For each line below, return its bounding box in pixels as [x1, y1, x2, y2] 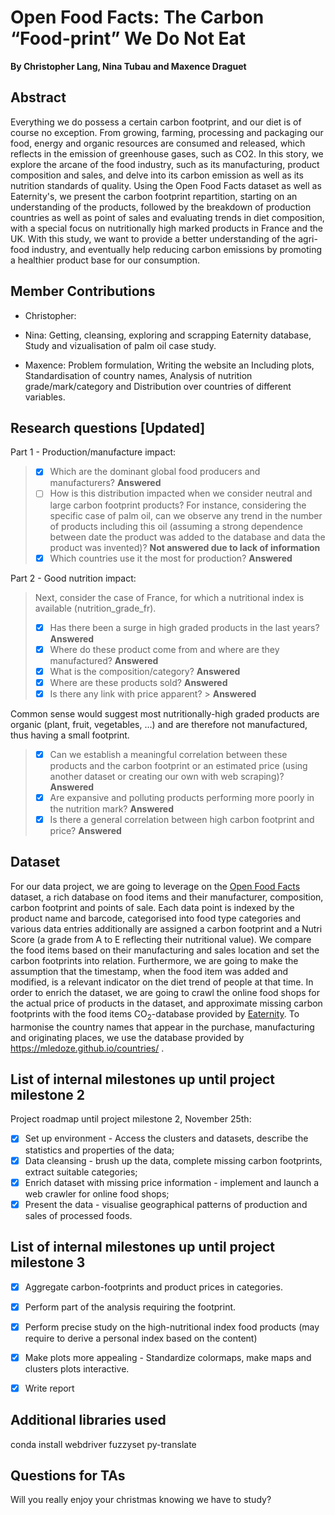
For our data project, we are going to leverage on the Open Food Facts [10, 880, 301, 892]
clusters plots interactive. [24, 1362, 130, 1375]
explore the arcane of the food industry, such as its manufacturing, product [10, 158, 320, 170]
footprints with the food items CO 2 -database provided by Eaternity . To [10, 1007, 300, 1022]
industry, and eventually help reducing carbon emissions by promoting [31, 243, 323, 255]
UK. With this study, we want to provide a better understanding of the [10, 232, 297, 245]
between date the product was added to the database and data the [49, 531, 326, 543]
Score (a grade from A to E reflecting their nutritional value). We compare [10, 933, 312, 945]
